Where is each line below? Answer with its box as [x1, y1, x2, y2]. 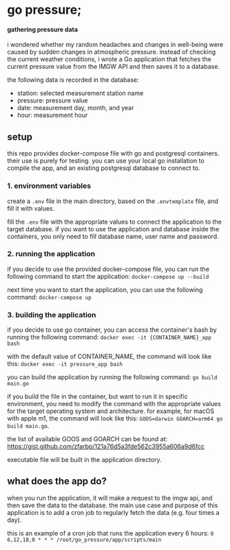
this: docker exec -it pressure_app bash [7, 360, 123, 368]
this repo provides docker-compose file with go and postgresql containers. [7, 149, 220, 158]
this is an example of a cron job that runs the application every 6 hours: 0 [7, 529, 214, 537]
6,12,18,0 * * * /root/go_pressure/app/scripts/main [7, 536, 162, 543]
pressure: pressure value [17, 96, 88, 105]
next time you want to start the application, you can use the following [7, 285, 203, 294]
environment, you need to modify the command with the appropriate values [7, 400, 222, 408]
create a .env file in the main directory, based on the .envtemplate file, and [7, 197, 219, 205]
